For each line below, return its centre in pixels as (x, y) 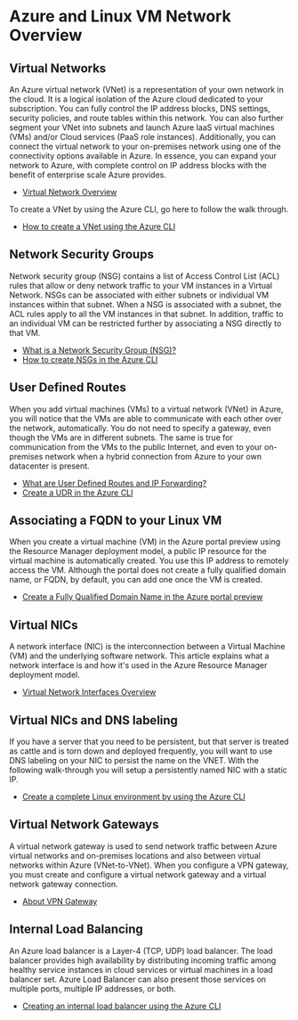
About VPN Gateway (60, 901)
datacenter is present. (50, 466)
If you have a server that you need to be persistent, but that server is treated (149, 742)
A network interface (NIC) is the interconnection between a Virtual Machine (147, 647)
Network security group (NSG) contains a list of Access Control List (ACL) (145, 276)
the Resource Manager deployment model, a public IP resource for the (138, 551)
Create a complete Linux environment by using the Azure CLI (134, 797)
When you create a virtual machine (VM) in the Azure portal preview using (145, 542)
